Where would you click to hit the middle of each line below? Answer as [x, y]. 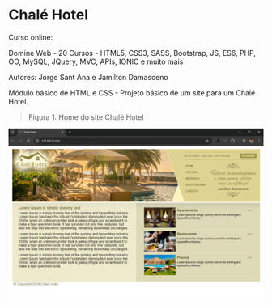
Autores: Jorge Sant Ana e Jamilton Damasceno [88, 77]
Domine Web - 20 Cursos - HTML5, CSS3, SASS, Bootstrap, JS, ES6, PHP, [132, 53]
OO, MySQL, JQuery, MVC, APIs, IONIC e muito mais [96, 61]
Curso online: [31, 37]
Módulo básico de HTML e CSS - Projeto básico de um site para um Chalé [132, 93]
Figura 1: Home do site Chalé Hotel [86, 117]
